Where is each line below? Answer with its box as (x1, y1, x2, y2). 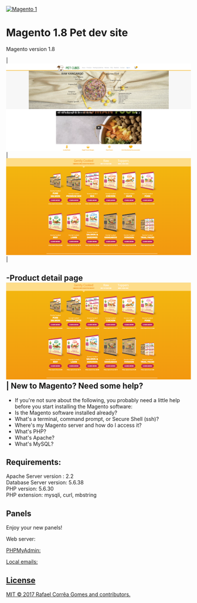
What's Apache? (14, 434, 55, 441)
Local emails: (6, 558, 38, 565)
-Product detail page (6, 273, 83, 283)
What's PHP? (14, 427, 47, 434)
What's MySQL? (14, 440, 54, 447)
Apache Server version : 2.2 (6, 473, 74, 480)
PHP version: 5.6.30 (6, 485, 54, 493)
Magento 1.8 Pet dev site (6, 26, 128, 39)
